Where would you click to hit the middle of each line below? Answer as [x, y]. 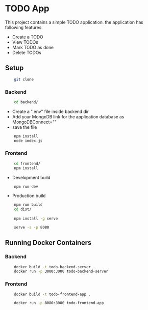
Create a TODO [27, 37]
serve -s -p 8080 [32, 227]
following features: [24, 27]
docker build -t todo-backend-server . [55, 267]
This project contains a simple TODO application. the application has [74, 22]
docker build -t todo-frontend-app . [52, 294]
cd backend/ [26, 102]
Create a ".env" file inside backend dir [50, 112]
